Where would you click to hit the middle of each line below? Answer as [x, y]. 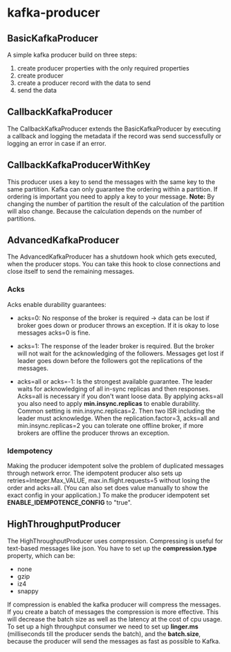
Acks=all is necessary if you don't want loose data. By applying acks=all [120, 396]
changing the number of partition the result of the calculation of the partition [116, 204]
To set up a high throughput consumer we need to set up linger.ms [103, 626]
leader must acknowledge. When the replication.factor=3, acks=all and [118, 418]
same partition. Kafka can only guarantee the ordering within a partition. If [112, 189]
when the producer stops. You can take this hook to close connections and [114, 264]
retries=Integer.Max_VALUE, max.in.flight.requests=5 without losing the [109, 481]
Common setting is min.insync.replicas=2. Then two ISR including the [116, 411]
